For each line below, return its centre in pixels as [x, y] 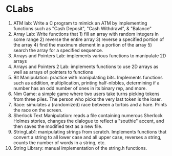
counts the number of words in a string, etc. [59, 142]
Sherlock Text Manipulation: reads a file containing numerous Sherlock [88, 115]
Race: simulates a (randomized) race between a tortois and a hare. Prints [90, 104]
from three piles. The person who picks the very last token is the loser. [88, 99]
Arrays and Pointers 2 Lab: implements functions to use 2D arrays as [86, 66]
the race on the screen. [38, 110]
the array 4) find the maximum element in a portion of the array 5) [83, 44]
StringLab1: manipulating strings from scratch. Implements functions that [90, 131]
